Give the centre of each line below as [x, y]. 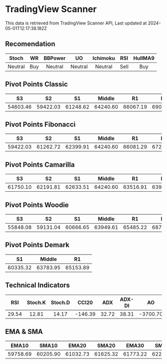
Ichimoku [104, 58]
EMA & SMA [24, 332]
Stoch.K [36, 302]
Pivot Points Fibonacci [41, 124]
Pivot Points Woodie [37, 205]
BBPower [55, 58]
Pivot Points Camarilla [40, 165]
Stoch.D [60, 302]
